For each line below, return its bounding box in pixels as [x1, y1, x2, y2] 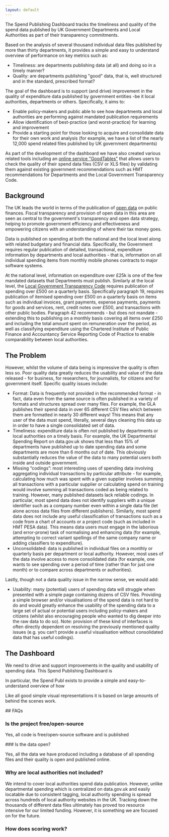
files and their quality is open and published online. [5, 756, 111, 763]
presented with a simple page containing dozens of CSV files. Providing [12, 592, 161, 598]
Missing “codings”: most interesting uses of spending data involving [12, 465, 153, 471]
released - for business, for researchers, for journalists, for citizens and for [5, 375, 160, 382]
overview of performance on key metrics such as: [5, 52, 108, 58]
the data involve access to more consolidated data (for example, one [12, 556, 155, 562]
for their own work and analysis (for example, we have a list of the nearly [12, 135, 163, 141]
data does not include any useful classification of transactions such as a [12, 513, 162, 519]
